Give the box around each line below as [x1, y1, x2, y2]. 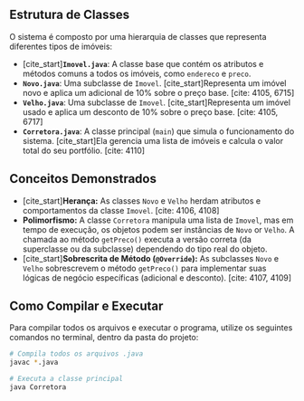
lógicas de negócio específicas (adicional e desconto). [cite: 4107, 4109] [22, 272, 292, 283]
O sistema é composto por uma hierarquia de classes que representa [9, 31, 267, 42]
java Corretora [9, 383, 67, 392]
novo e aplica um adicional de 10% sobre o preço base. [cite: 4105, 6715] [22, 87, 295, 98]
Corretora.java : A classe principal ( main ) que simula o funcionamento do [22, 126, 295, 137]
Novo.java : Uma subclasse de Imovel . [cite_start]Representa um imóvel [22, 77, 287, 89]
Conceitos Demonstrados [9, 171, 157, 186]
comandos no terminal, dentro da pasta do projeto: [9, 332, 199, 343]
